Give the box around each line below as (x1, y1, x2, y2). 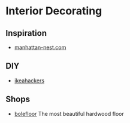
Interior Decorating (5, 4, 102, 18)
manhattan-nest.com (14, 44, 66, 51)
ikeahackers (14, 76, 45, 84)
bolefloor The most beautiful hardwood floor (14, 110, 124, 117)
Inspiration (5, 28, 47, 38)
